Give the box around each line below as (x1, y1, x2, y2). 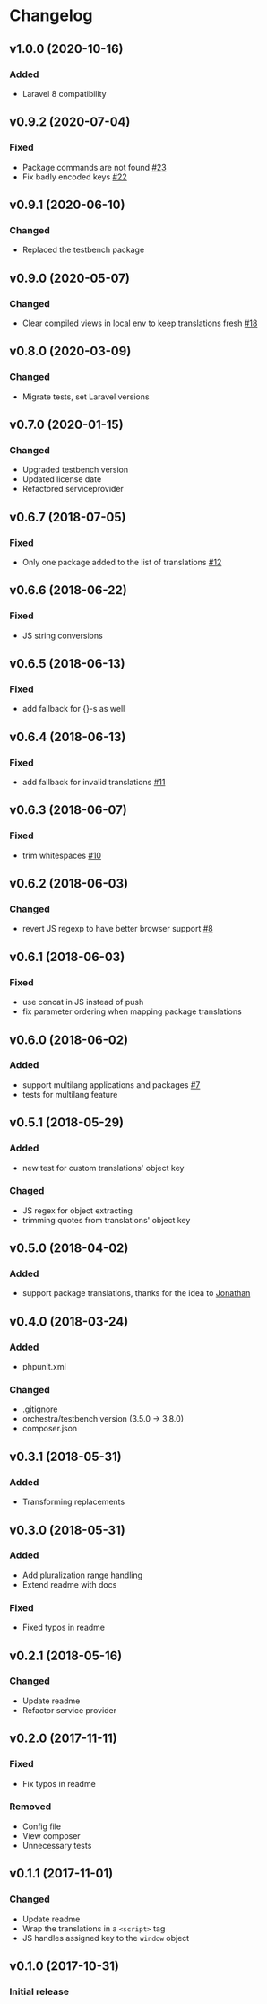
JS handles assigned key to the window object (22, 1932, 190, 1943)
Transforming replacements (22, 1496, 125, 1508)
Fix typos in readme (22, 1778, 96, 1789)
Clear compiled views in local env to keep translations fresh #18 (22, 318, 258, 328)
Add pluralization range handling (22, 1570, 143, 1580)
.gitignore (22, 1404, 58, 1414)
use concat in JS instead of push (22, 997, 144, 1008)
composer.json (22, 1423, 78, 1434)
